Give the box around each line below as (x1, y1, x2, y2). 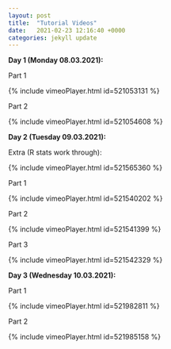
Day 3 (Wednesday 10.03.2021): (8, 270, 116, 280)
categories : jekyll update (8, 33, 97, 42)
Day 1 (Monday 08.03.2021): (8, 56, 104, 65)
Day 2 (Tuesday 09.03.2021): (8, 132, 107, 142)
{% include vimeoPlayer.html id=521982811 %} (8, 301, 160, 311)
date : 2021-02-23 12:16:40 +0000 (8, 26, 126, 34)
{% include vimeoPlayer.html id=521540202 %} (8, 194, 163, 203)
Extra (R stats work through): (8, 148, 102, 157)
